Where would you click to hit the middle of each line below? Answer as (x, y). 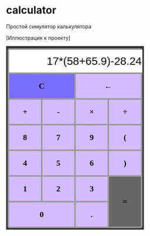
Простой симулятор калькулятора (49, 26)
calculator (31, 10)
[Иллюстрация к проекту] (38, 38)
